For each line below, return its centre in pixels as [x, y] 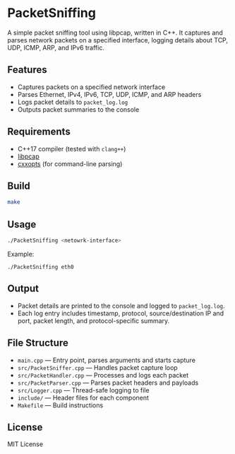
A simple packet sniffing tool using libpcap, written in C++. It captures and [115, 33]
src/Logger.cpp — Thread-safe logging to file [83, 390]
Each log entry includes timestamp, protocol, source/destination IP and [121, 313]
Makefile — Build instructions [60, 405]
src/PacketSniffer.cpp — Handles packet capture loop [97, 367]
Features [27, 70]
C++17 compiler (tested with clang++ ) [72, 149]
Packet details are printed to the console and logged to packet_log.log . [121, 305]
